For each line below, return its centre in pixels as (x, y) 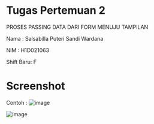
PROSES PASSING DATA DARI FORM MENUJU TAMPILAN (77, 27)
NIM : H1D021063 (28, 50)
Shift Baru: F (22, 62)
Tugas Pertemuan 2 (56, 10)
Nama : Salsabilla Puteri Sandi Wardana (55, 38)
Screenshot (36, 86)
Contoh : (17, 102)
